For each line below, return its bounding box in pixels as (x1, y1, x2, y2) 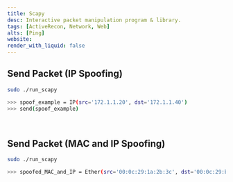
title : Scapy (7, 10, 45, 17)
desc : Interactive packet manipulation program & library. (7, 17, 182, 24)
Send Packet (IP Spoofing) (7, 68, 123, 80)
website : (7, 36, 33, 43)
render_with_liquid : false (7, 42, 85, 49)
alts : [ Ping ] (7, 29, 45, 37)
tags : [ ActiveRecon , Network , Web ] (7, 23, 110, 30)
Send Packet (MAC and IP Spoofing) (7, 138, 166, 149)
